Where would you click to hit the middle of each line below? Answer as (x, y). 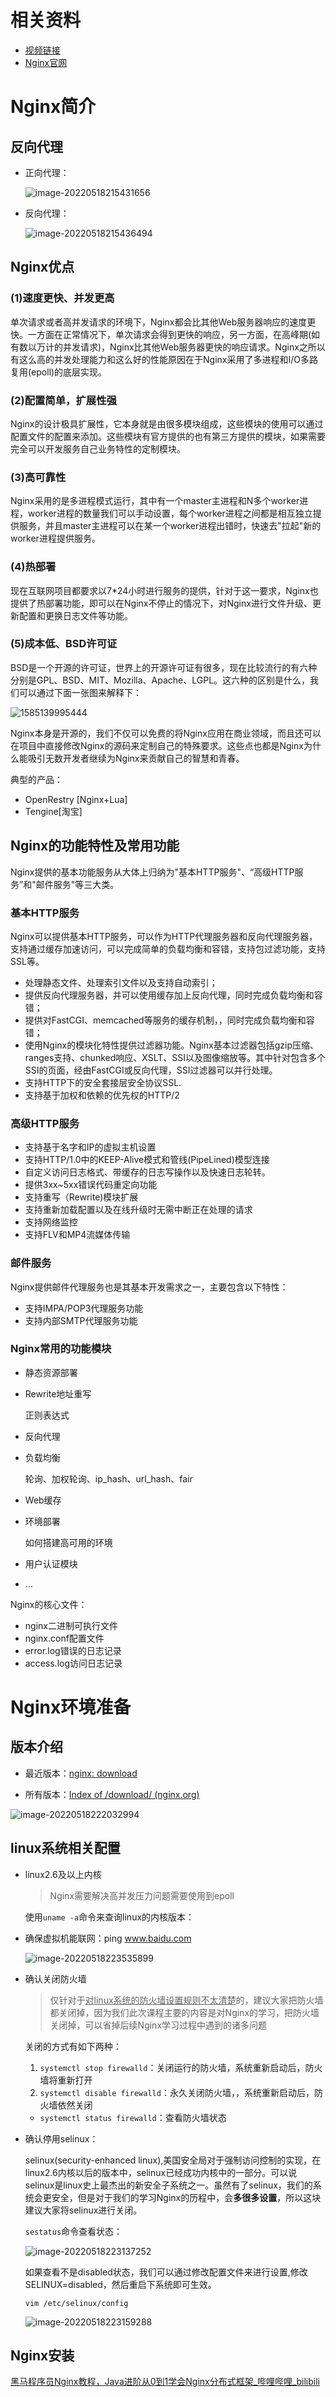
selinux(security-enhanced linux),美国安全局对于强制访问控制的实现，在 (173, 2160)
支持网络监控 (51, 1222)
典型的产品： (36, 779)
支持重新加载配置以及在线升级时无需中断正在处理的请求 (138, 1210)
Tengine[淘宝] (53, 811)
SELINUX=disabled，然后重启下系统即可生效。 (120, 2284)
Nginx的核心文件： (49, 1604)
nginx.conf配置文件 (64, 1638)
